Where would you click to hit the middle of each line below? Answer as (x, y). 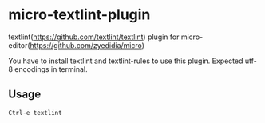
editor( (19, 45)
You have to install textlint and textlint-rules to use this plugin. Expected (126, 61)
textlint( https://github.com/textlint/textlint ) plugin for (94, 37)
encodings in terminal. (51, 69)
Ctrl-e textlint (35, 113)
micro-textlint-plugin (79, 15)
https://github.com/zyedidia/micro (86, 45)
